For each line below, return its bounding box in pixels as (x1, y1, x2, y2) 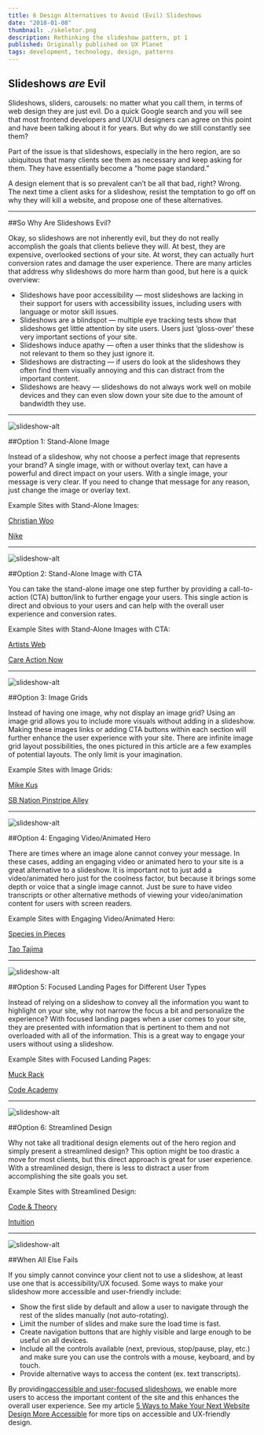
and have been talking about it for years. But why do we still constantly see (8, 123, 251, 132)
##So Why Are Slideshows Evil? (8, 218, 112, 227)
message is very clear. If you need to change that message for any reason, (8, 476, 250, 486)
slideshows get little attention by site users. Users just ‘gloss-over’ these (19, 323, 255, 333)
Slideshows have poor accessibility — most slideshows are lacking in (19, 290, 244, 300)
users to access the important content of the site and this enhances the (8, 1393, 240, 1402)
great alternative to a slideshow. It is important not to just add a (8, 865, 212, 874)
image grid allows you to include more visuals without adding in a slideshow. (8, 716, 255, 726)
